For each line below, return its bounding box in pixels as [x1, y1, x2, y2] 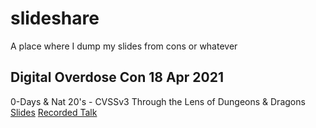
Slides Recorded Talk [10, 106, 98, 118]
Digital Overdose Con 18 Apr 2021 [10, 69, 225, 86]
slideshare [10, 7, 100, 30]
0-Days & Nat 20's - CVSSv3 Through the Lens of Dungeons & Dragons [10, 95, 306, 107]
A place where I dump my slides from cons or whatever [10, 40, 238, 52]
